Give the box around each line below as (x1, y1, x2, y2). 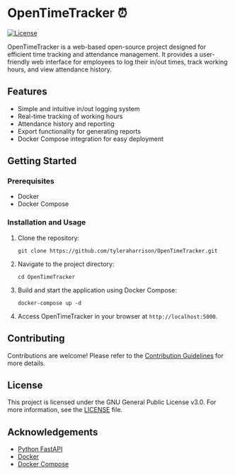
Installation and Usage (7, 217, 86, 227)
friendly (7, 57, 30, 66)
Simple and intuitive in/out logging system (17, 104, 140, 113)
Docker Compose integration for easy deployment (17, 135, 164, 143)
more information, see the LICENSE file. (7, 406, 122, 414)
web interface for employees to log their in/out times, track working (31, 57, 228, 66)
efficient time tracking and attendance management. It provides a (7, 50, 198, 58)
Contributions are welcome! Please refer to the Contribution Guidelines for (7, 351, 224, 360)
